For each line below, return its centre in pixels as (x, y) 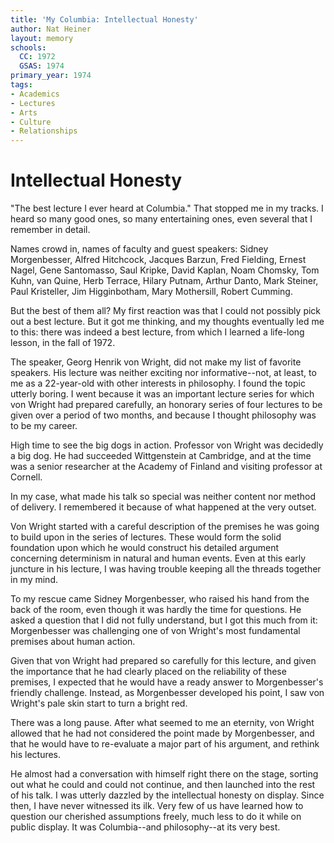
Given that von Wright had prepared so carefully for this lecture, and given (163, 661)
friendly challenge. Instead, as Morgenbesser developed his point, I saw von (167, 693)
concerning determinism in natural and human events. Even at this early (158, 558)
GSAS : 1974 (42, 66)
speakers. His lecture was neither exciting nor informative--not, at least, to (163, 373)
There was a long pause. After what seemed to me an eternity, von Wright (162, 723)
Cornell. (26, 477)
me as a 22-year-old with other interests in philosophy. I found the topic (158, 383)
